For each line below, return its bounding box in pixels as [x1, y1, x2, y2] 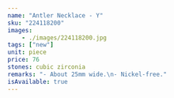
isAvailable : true [7, 77, 68, 85]
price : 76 [7, 56, 40, 64]
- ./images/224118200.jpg [21, 33, 108, 42]
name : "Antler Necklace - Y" [7, 11, 104, 20]
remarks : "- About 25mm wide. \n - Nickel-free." [7, 70, 168, 78]
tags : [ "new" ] [7, 41, 55, 49]
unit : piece [7, 48, 47, 56]
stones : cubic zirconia [7, 63, 86, 71]
